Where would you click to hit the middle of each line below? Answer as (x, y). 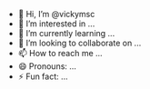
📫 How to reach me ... (60, 53)
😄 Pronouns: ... (47, 66)
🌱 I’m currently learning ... (66, 33)
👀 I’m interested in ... (56, 24)
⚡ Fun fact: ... (43, 76)
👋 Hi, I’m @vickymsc (56, 14)
